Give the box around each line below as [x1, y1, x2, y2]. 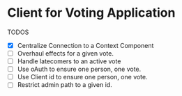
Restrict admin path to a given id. [17, 81, 113, 89]
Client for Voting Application [7, 5, 176, 21]
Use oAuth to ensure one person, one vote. [17, 65, 142, 74]
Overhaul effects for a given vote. [17, 49, 114, 57]
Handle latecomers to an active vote [17, 57, 121, 65]
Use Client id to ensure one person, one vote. [17, 73, 148, 81]
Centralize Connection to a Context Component [17, 41, 154, 49]
